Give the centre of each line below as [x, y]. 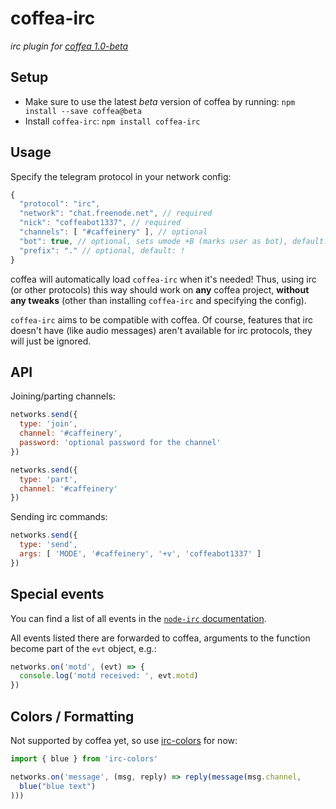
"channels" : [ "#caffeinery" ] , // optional [113, 232]
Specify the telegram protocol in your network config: [121, 176]
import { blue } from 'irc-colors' [84, 759]
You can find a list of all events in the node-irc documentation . [138, 618]
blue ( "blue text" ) [58, 786]
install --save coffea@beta [83, 111]
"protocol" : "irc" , [60, 204]
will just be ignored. [51, 341]
